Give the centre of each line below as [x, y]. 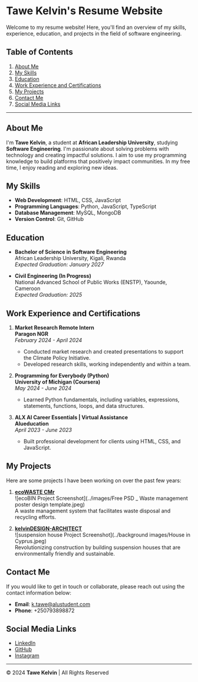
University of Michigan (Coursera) [57, 382]
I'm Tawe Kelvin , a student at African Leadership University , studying [92, 142]
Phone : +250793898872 [44, 610]
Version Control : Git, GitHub [49, 219]
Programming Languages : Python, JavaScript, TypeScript [85, 207]
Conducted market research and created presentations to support [103, 352]
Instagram [27, 656]
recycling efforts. [35, 517]
